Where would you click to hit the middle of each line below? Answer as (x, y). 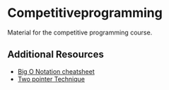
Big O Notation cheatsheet (56, 71)
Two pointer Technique (51, 79)
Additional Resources (56, 54)
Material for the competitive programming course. (80, 32)
